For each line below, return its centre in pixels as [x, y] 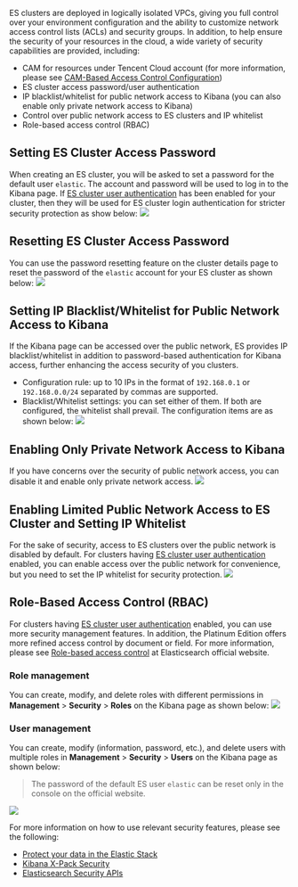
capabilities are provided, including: [75, 51]
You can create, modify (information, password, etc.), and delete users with [148, 748]
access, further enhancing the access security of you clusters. [124, 365]
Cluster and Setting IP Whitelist [98, 524]
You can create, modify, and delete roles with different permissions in [137, 695]
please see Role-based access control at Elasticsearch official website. [139, 652]
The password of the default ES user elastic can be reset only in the [157, 784]
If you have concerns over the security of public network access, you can [144, 471]
